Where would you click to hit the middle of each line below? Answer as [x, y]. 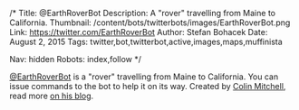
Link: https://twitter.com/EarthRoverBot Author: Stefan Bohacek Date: [139, 32]
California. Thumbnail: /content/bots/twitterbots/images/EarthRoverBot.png [150, 23]
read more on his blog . [52, 96]
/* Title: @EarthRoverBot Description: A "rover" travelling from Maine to [143, 13]
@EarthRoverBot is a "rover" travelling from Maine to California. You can [144, 77]
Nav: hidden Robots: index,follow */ [76, 59]
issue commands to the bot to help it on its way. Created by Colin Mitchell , [148, 86]
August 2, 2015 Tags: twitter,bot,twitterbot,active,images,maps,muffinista [146, 41]
